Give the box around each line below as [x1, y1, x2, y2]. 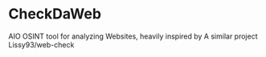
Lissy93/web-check [8, 39, 75, 49]
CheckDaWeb [8, 5, 102, 23]
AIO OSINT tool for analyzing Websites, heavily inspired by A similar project [8, 31, 258, 41]
